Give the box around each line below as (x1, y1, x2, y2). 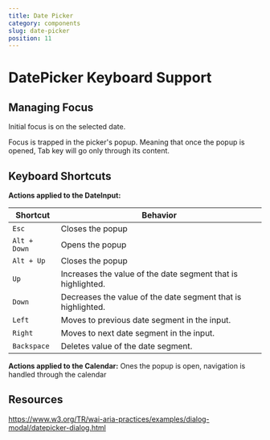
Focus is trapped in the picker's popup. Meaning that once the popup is (8, 137, 245, 147)
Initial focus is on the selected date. (8, 122, 126, 132)
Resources (8, 393, 63, 406)
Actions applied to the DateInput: (8, 190, 121, 201)
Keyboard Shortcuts (8, 169, 112, 183)
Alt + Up (12, 256, 46, 266)
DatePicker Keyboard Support (8, 69, 212, 87)
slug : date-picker (8, 26, 70, 35)
